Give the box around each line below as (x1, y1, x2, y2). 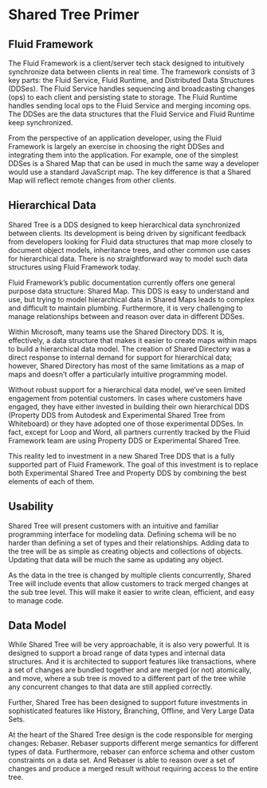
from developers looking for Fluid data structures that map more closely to (8, 237, 253, 246)
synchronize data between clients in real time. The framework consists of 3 (8, 67, 256, 77)
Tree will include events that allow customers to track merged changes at (8, 578, 249, 588)
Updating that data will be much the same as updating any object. (8, 554, 224, 564)
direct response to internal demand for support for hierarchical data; (8, 353, 233, 362)
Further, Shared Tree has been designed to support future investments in (8, 698, 248, 707)
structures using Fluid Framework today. (8, 262, 141, 272)
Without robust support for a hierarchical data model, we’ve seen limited (8, 384, 245, 394)
